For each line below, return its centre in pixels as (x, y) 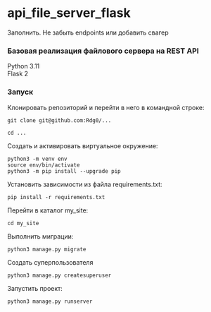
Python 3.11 (24, 66)
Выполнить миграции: (40, 236)
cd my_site (23, 223)
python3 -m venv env (38, 159)
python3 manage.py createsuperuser (59, 275)
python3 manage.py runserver (50, 301)
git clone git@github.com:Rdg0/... (59, 120)
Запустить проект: (35, 288)
